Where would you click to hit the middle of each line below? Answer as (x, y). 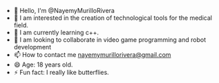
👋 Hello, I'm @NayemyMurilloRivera (64, 11)
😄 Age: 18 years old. (43, 64)
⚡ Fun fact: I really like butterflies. (61, 72)
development (32, 47)
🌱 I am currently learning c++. (56, 32)
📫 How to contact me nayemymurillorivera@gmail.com (92, 55)
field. (21, 25)
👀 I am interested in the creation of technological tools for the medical (113, 18)
